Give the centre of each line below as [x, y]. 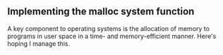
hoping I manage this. [39, 43]
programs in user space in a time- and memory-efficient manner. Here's [112, 36]
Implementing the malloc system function [101, 12]
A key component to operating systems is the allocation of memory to [109, 28]
